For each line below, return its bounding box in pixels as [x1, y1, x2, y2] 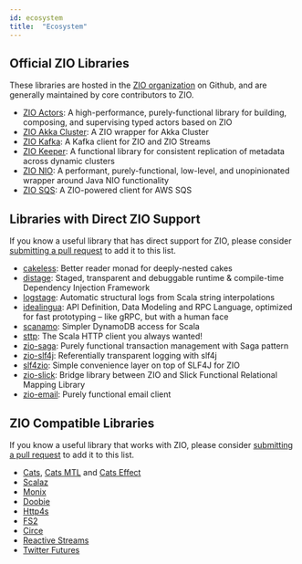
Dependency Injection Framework [22, 282, 151, 293]
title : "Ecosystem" [9, 22, 89, 31]
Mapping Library [22, 380, 86, 391]
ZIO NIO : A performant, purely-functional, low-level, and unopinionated [22, 165, 290, 176]
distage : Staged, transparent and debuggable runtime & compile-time [22, 273, 285, 284]
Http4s [22, 506, 49, 517]
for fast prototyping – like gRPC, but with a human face [22, 311, 229, 322]
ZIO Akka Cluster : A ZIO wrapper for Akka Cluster [22, 127, 210, 138]
